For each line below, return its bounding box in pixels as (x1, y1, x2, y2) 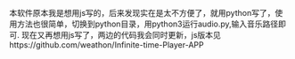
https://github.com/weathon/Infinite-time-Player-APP (9, 40, 204, 50)
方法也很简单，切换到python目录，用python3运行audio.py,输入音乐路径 (16, 18, 279, 29)
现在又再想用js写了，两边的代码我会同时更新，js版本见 (20, 30, 221, 40)
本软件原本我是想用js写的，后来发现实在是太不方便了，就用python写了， (9, 8, 275, 18)
